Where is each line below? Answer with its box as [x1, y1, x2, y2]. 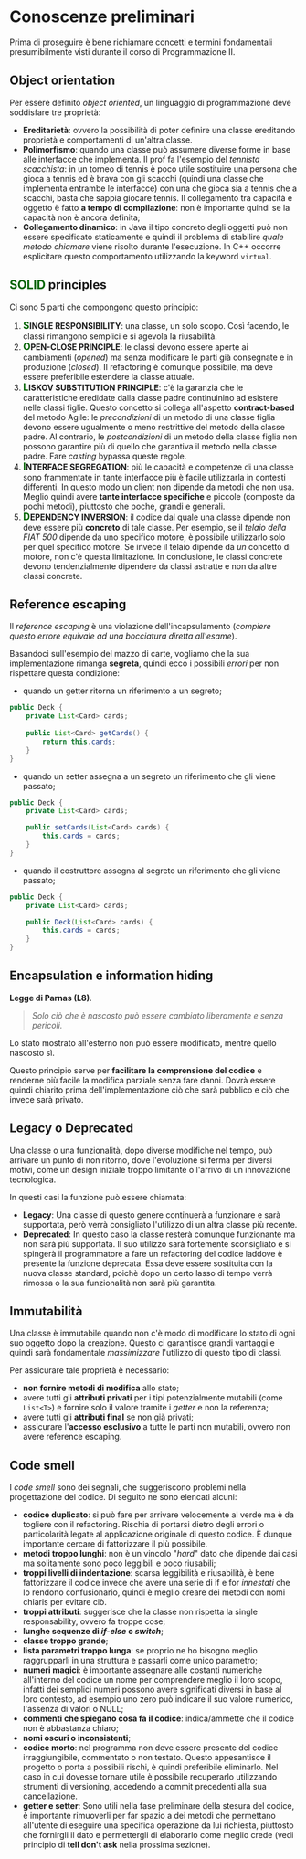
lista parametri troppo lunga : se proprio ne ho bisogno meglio [22, 1645, 258, 1656]
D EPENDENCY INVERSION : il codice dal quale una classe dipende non [22, 510, 290, 523]
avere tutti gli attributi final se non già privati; [22, 1411, 194, 1422]
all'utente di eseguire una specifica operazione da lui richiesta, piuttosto [22, 1820, 294, 1831]
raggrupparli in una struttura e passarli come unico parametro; [22, 1655, 258, 1666]
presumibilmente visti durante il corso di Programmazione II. [9, 46, 236, 57]
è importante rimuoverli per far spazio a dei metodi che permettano [22, 1811, 276, 1822]
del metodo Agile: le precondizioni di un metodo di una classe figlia [22, 411, 276, 422]
